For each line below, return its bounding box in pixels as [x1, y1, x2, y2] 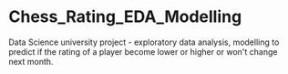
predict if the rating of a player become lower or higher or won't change [8, 46, 278, 57]
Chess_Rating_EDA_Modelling [8, 6, 242, 27]
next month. [8, 56, 54, 67]
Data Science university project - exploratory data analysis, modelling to [8, 37, 280, 48]
